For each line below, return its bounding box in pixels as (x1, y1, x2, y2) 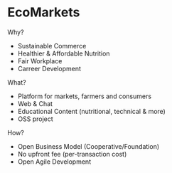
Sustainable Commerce (17, 41, 87, 50)
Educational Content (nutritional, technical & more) (17, 107, 166, 115)
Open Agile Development (17, 157, 91, 166)
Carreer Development (17, 64, 82, 73)
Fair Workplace (17, 56, 63, 65)
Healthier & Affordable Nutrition (17, 49, 110, 58)
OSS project (17, 115, 53, 123)
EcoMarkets (7, 4, 80, 21)
